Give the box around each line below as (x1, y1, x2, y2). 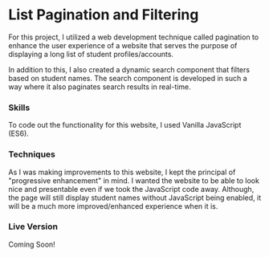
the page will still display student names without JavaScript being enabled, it (8, 193, 262, 202)
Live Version (8, 221, 59, 232)
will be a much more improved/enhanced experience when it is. (8, 201, 218, 210)
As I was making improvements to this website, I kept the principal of (8, 167, 236, 177)
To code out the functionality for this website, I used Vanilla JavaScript (8, 120, 242, 130)
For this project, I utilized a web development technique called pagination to (8, 32, 259, 42)
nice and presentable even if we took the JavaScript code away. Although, (8, 184, 255, 194)
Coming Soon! (8, 239, 56, 249)
